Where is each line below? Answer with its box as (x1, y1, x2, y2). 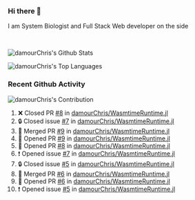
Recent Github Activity (8, 80, 85, 89)
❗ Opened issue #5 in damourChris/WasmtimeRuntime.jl (17, 185, 176, 193)
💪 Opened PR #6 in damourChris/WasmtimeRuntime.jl (17, 176, 171, 185)
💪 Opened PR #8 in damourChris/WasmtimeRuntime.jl (17, 141, 171, 149)
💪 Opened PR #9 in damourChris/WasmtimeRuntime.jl (17, 134, 171, 143)
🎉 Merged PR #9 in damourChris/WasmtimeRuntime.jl (17, 127, 170, 135)
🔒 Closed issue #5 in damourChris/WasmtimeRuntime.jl (17, 159, 175, 168)
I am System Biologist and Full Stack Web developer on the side (8, 22, 189, 30)
